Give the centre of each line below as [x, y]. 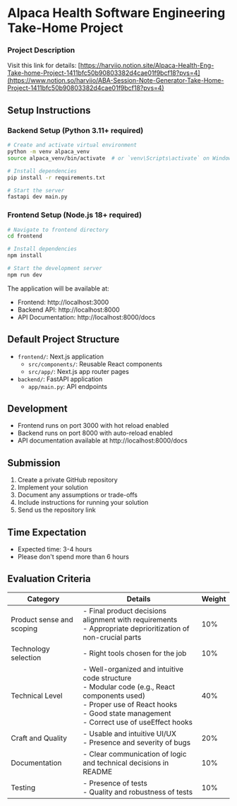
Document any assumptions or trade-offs [78, 495]
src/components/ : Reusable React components [95, 364]
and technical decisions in [126, 763]
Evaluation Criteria [49, 579]
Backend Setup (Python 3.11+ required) [75, 130]
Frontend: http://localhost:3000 [63, 302]
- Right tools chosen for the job [134, 653]
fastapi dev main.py [38, 197]
